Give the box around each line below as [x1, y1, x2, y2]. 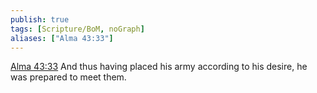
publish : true [10, 14, 70, 25]
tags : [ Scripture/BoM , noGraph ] [10, 24, 145, 34]
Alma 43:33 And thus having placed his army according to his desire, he [10, 61, 308, 73]
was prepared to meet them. [10, 71, 127, 83]
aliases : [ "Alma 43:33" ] [10, 33, 114, 43]
